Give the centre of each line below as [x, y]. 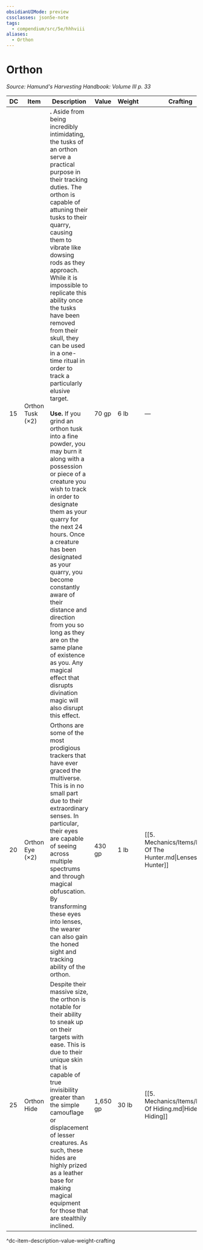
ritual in [74, 361]
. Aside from [67, 111]
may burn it [66, 451]
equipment [65, 1203]
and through [67, 876]
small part [64, 793]
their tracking [69, 179]
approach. [64, 270]
